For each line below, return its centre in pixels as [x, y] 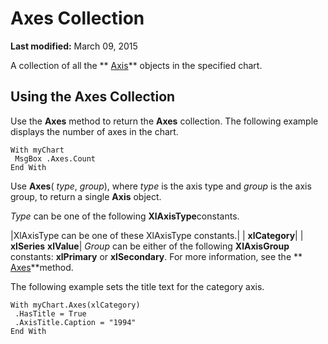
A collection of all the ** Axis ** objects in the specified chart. [136, 65]
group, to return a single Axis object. [86, 196]
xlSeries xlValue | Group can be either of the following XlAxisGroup [150, 246]
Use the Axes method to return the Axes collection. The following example [164, 121]
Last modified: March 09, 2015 [74, 46]
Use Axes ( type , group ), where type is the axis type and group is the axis [161, 186]
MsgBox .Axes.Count [55, 158]
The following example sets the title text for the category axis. [137, 286]
